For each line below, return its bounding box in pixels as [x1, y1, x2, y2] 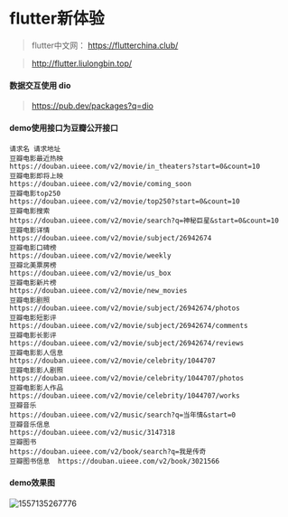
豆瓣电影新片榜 [9, 278, 57, 287]
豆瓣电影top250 [9, 189, 61, 199]
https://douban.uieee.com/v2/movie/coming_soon [9, 180, 192, 189]
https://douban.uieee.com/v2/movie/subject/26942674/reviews [9, 339, 245, 348]
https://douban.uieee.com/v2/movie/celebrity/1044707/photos [9, 374, 245, 383]
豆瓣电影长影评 [9, 331, 57, 340]
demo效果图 [9, 476, 56, 488]
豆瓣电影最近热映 [9, 155, 64, 164]
